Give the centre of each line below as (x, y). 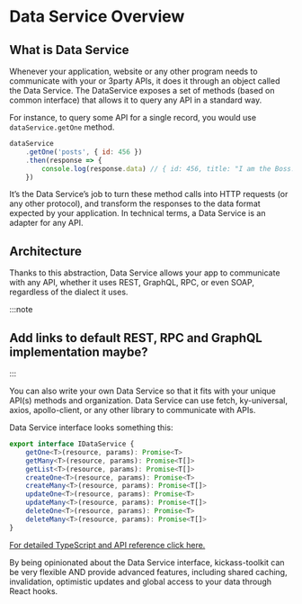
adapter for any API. (46, 223)
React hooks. (34, 590)
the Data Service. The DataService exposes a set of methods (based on (142, 90)
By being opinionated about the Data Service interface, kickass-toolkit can (147, 562)
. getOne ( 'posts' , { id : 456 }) (84, 152)
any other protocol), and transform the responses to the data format (135, 203)
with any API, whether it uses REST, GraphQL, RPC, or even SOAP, (132, 283)
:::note (21, 310)
